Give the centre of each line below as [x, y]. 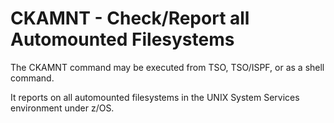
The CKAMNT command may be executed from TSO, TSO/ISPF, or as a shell [167, 67]
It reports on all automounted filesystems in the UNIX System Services [155, 97]
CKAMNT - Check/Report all [130, 18]
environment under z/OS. [62, 108]
